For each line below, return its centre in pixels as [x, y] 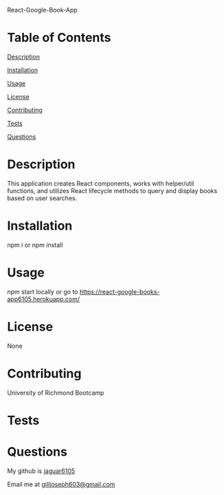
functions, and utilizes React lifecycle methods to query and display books [112, 190]
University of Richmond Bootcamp [56, 393]
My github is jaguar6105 [41, 471]
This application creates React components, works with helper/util [101, 183]
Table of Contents [59, 38]
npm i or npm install [35, 245]
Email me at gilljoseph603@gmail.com [61, 484]
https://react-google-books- [120, 291]
